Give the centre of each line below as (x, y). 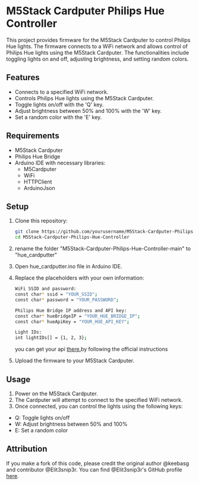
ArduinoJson (39, 188)
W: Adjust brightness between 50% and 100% (71, 424)
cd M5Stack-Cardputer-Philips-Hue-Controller (72, 237)
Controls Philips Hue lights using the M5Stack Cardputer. (84, 98)
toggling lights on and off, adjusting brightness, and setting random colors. (97, 59)
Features (23, 77)
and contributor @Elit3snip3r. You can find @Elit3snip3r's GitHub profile (94, 470)
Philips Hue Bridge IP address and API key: (71, 310)
